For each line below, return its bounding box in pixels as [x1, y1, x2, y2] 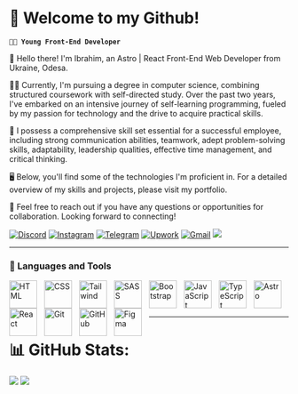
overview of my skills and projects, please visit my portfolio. [9, 184, 228, 195]
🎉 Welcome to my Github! [9, 8, 200, 28]
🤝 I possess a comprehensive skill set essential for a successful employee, [9, 125, 282, 136]
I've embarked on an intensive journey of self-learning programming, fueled [9, 98, 286, 109]
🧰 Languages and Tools [9, 260, 112, 272]
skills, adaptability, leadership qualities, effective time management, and [9, 144, 272, 155]
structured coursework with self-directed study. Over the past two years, [9, 89, 277, 100]
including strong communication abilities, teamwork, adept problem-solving [9, 134, 286, 145]
